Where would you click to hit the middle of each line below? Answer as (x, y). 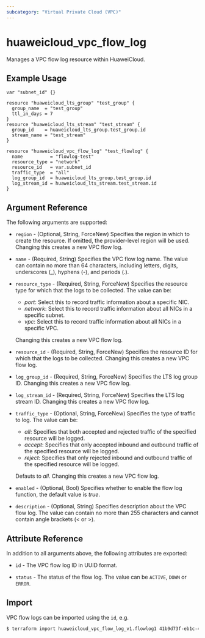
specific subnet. (45, 315)
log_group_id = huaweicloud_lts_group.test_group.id (81, 178)
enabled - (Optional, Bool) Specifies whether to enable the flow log (99, 488)
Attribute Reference (45, 539)
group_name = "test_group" (48, 109)
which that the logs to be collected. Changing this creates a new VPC (102, 358)
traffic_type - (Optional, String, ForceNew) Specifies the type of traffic (105, 414)
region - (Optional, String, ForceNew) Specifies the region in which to (103, 234)
